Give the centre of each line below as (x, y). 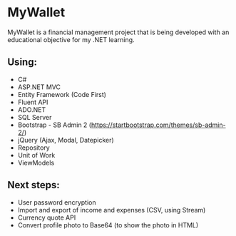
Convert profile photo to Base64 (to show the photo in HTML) (108, 225)
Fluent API (33, 102)
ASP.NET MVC (39, 87)
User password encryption (57, 202)
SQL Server (35, 117)
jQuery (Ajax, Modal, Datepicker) (66, 140)
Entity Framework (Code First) (62, 94)
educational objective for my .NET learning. (71, 39)
